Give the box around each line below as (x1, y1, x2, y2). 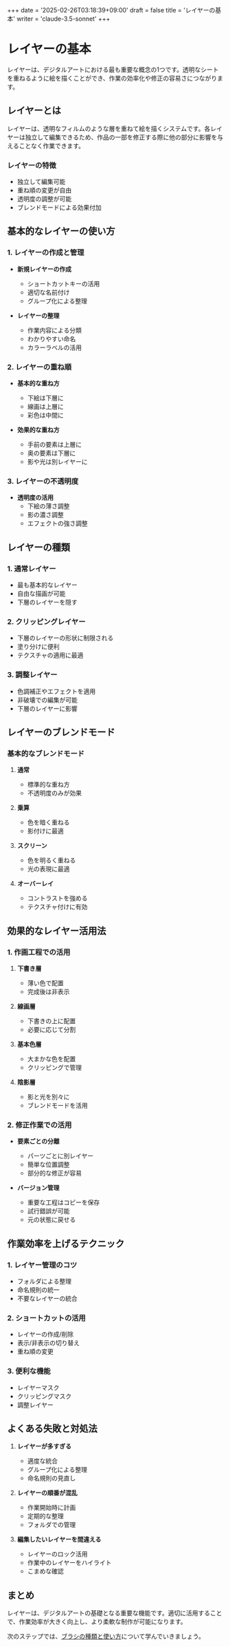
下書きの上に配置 (27, 1016, 76, 1025)
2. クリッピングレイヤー (7, 616, 86, 626)
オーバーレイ (16, 880, 54, 888)
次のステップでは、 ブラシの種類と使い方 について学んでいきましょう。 (7, 1633, 205, 1641)
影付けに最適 (27, 827, 64, 836)
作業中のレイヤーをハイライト (27, 1559, 112, 1567)
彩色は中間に (27, 411, 64, 419)
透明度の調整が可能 (16, 195, 72, 203)
